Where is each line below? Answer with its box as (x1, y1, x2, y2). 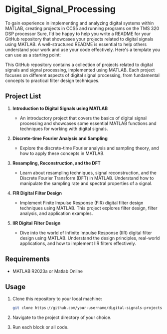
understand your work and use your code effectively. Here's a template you (5, 46, 161, 52)
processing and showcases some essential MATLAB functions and (19, 120, 157, 126)
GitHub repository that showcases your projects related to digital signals (5, 36, 154, 42)
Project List (5, 92, 41, 100)
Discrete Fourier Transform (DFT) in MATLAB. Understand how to (19, 175, 154, 181)
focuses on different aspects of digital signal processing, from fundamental (5, 72, 160, 78)
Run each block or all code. (12, 324, 69, 330)
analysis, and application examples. (19, 210, 93, 216)
